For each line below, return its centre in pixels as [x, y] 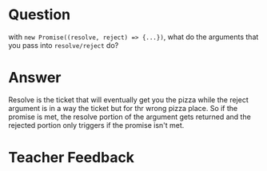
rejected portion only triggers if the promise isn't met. [96, 125]
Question [39, 15]
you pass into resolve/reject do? [64, 45]
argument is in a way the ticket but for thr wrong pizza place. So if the [123, 108]
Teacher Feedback [71, 158]
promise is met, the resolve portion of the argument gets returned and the [130, 117]
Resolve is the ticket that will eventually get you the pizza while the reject [129, 99]
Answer [35, 78]
